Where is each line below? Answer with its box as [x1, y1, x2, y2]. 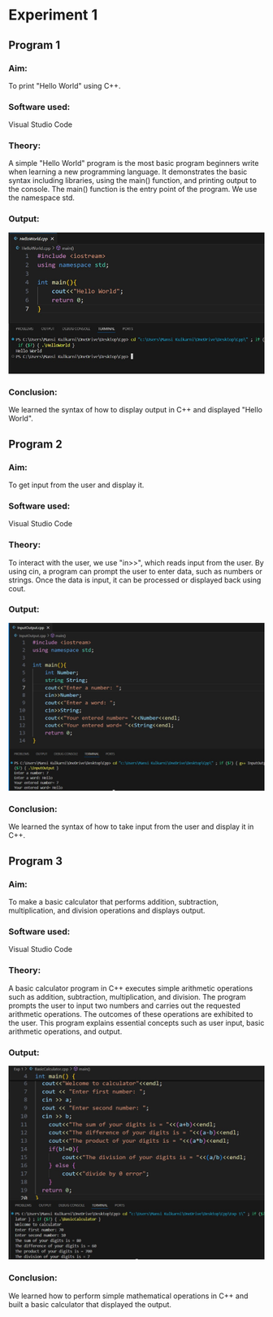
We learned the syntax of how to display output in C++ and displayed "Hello [8, 405, 262, 415]
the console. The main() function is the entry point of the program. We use [8, 185, 258, 194]
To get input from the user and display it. [8, 480, 145, 490]
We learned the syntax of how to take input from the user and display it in [8, 822, 254, 831]
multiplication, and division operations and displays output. [8, 905, 206, 916]
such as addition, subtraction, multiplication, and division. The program [8, 992, 246, 1001]
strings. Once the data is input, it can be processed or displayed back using [8, 575, 262, 585]
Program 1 [8, 38, 61, 52]
